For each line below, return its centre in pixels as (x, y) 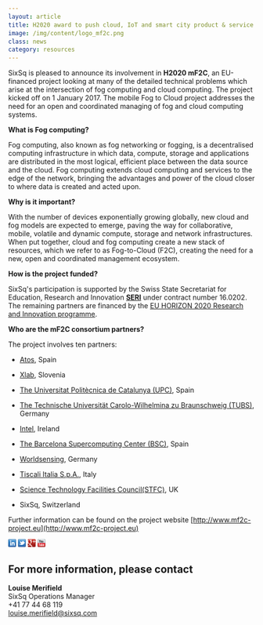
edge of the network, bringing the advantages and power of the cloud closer (131, 178)
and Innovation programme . (53, 314)
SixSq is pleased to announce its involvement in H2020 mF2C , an (114, 73)
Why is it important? (42, 202)
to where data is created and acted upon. (74, 187)
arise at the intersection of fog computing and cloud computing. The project (130, 89)
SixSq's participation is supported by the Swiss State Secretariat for (117, 289)
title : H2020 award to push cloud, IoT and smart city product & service (131, 25)
